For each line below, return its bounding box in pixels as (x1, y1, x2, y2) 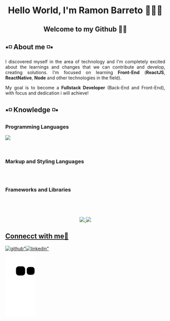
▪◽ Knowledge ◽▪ (5, 105, 59, 114)
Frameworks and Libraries (5, 186, 71, 194)
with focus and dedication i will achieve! (5, 90, 89, 96)
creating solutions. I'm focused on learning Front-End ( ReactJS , (5, 70, 165, 76)
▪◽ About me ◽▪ (5, 43, 53, 51)
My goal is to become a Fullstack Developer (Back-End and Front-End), (5, 85, 166, 91)
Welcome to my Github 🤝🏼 (43, 25, 127, 34)
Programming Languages (5, 123, 70, 130)
